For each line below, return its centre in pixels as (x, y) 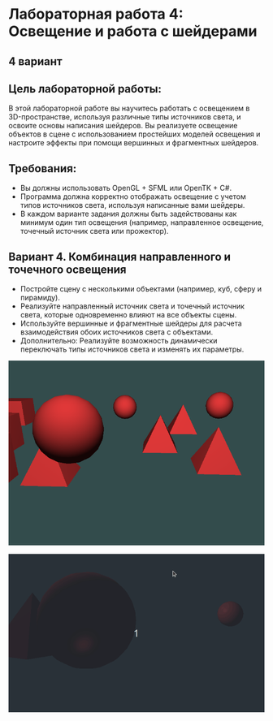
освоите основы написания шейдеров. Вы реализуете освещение (123, 126)
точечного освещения (67, 269)
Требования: (43, 168)
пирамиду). (40, 298)
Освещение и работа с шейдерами (133, 31)
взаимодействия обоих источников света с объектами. (117, 332)
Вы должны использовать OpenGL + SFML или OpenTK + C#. (126, 188)
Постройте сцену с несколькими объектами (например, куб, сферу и (141, 289)
